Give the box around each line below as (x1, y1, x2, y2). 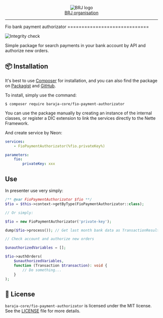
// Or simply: (5, 210, 34, 215)
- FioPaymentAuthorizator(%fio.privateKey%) (14, 143, 105, 148)
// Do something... (22, 268, 62, 272)
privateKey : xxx (22, 161, 55, 166)
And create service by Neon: (5, 129, 63, 135)
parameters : (5, 152, 29, 157)
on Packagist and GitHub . (5, 82, 56, 89)
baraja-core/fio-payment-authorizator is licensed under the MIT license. (5, 303, 152, 309)
